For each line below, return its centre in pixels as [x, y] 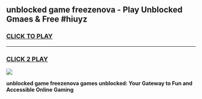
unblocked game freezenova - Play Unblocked [94, 10]
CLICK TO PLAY [29, 37]
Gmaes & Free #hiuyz [47, 19]
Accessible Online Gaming [40, 89]
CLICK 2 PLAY [27, 59]
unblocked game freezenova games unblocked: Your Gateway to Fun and [99, 83]
